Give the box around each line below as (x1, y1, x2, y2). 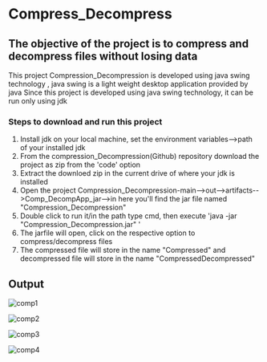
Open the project (19, 185, 76, 195)
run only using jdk (8, 96, 68, 105)
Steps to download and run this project (8, 116, 163, 127)
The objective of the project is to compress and (8, 37, 249, 51)
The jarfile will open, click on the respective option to (19, 228, 196, 238)
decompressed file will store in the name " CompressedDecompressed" (19, 254, 255, 263)
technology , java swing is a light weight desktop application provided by (8, 79, 249, 88)
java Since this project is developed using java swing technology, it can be (8, 87, 254, 97)
